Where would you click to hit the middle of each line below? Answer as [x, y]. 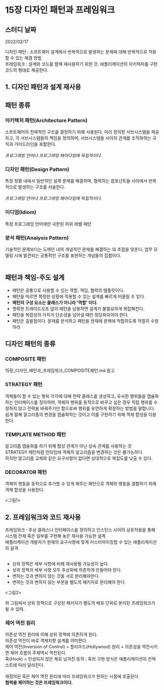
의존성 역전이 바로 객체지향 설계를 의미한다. [46, 641]
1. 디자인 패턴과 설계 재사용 [43, 87]
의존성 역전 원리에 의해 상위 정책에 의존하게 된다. [51, 635]
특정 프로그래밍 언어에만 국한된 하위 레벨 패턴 [48, 224]
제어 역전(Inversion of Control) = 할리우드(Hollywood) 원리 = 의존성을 [73, 647]
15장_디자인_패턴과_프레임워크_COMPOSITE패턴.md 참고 [60, 370]
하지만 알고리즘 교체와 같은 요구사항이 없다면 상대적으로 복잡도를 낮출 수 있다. [79, 459]
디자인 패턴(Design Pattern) [37, 169]
